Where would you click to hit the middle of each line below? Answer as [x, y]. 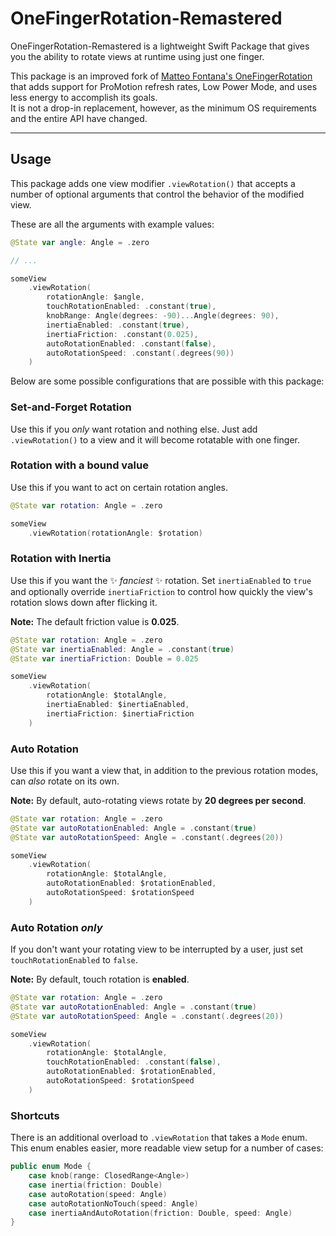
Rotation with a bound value [79, 465]
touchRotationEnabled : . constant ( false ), [134, 1062]
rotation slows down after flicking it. [84, 602]
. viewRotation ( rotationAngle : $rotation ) [115, 533]
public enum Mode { [51, 1167]
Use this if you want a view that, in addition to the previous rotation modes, [164, 770]
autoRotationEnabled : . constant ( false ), [131, 343]
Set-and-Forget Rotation [71, 407]
